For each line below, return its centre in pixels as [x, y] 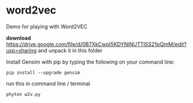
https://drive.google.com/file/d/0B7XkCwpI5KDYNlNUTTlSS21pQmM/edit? [96, 44]
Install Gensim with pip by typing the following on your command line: [90, 62]
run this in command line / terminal [48, 84]
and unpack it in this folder [70, 50]
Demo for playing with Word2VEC [47, 26]
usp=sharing [21, 50]
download [19, 38]
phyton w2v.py [24, 94]
